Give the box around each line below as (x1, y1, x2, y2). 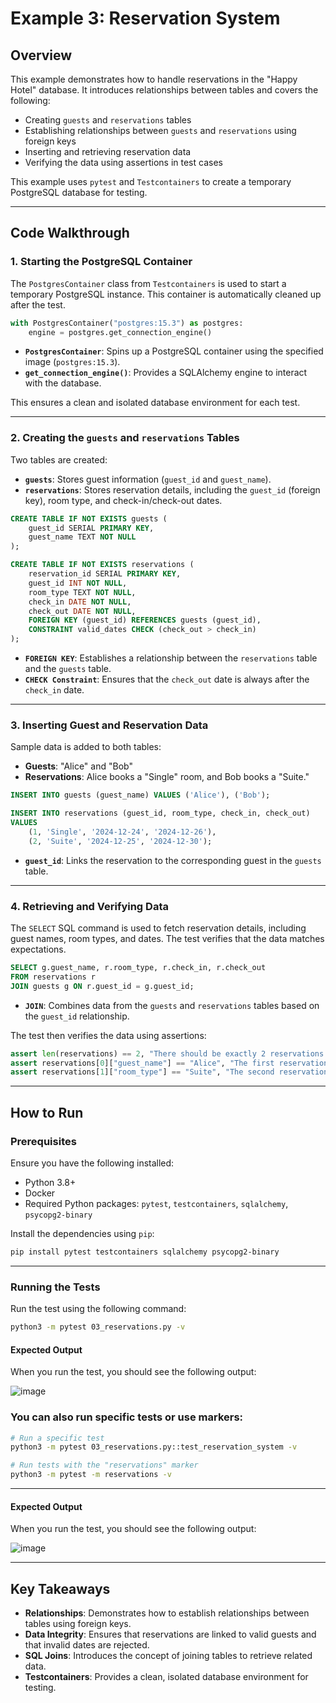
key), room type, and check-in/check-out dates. (24, 494, 223, 506)
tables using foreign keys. (24, 1618, 132, 1630)
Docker (24, 1187, 56, 1199)
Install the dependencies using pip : (10, 1228, 155, 1240)
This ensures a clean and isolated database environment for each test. (10, 397, 301, 409)
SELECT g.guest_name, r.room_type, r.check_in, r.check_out (10, 963, 267, 973)
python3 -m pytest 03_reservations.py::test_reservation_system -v (10, 1442, 298, 1452)
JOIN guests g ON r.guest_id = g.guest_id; (10, 981, 195, 991)
